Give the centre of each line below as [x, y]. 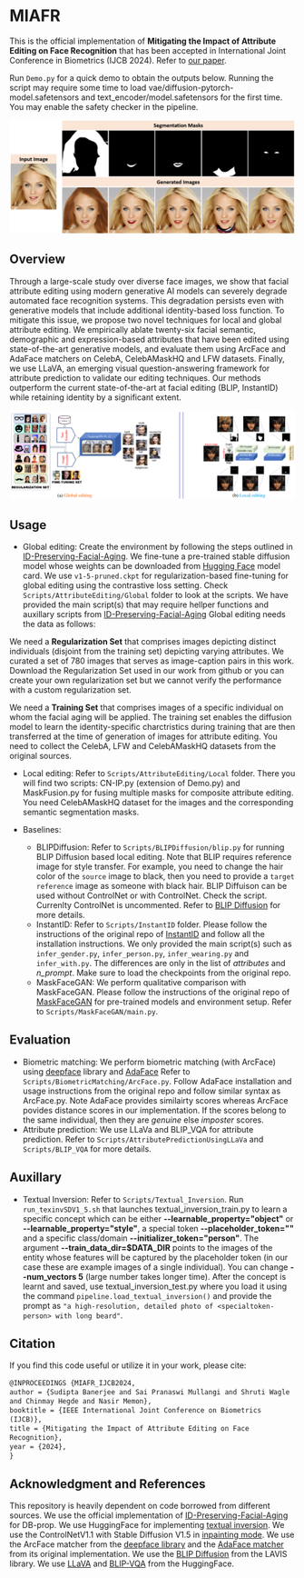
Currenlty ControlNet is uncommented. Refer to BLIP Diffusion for [158, 905]
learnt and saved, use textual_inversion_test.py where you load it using [155, 1286]
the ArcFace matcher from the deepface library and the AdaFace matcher [147, 1544]
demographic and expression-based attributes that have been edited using [149, 339]
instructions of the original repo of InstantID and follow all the [150, 934]
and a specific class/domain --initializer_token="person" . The [141, 1238]
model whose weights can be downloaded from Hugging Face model [152, 566]
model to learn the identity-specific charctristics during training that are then [152, 727]
